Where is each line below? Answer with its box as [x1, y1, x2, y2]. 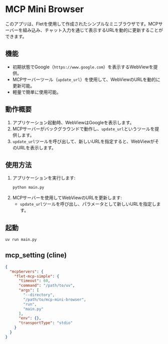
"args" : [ [18, 288, 39, 293]
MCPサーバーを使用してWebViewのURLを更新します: [12, 195, 122, 201]
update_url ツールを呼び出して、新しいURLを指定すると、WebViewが [12, 138, 155, 144]
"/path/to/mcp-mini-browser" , [23, 297, 86, 302]
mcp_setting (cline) [5, 251, 67, 260]
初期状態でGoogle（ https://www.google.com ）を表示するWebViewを [12, 64, 154, 70]
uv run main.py [5, 237, 37, 242]
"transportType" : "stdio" [18, 320, 73, 325]
